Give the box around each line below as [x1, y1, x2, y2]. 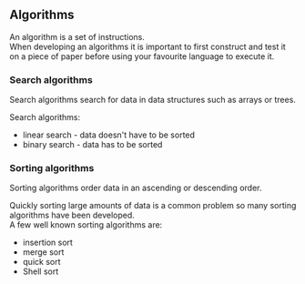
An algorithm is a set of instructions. [9, 31, 146, 42]
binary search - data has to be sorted [22, 139, 163, 150]
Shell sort [22, 266, 59, 277]
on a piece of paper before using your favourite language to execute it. [9, 50, 275, 62]
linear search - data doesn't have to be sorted [22, 129, 196, 140]
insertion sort [22, 237, 73, 248]
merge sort [22, 247, 65, 258]
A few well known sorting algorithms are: [9, 219, 163, 230]
